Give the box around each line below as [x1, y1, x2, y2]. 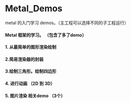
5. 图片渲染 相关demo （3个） [5, 93, 65, 99]
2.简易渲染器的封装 [5, 56, 44, 62]
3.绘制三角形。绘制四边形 [5, 68, 57, 74]
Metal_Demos [5, 3, 63, 14]
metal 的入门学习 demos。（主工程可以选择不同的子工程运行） [5, 20, 129, 26]
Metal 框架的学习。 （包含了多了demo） [5, 32, 87, 38]
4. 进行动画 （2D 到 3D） [5, 80, 55, 86]
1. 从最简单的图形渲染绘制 [5, 44, 57, 50]
